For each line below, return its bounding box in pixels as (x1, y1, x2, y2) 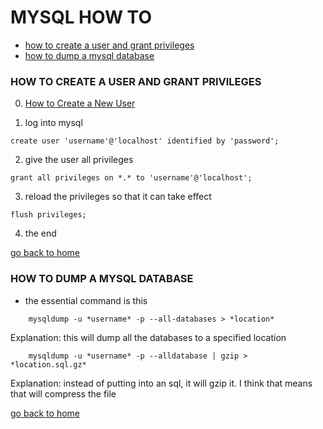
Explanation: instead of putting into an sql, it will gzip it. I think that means (10, 377, 313, 389)
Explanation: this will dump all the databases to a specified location (10, 331, 287, 343)
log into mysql (24, 117, 83, 129)
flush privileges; (10, 210, 87, 220)
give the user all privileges (24, 154, 134, 166)
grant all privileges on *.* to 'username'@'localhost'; (10, 173, 253, 183)
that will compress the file (10, 387, 117, 400)
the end (24, 227, 57, 240)
